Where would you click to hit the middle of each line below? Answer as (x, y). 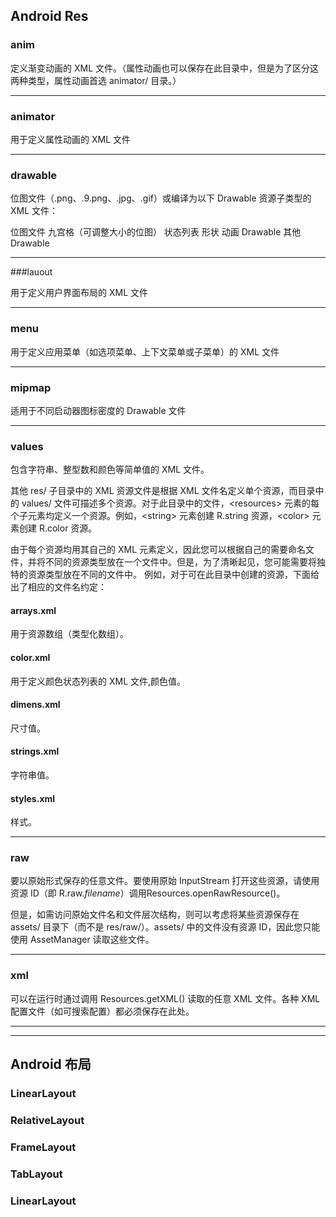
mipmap (31, 387)
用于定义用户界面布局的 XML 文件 (79, 293)
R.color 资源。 (68, 528)
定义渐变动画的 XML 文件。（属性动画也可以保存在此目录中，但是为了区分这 (164, 68)
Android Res (49, 16)
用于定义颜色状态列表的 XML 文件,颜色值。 (98, 681)
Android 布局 (51, 1064)
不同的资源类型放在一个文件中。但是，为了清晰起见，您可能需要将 (180, 562)
